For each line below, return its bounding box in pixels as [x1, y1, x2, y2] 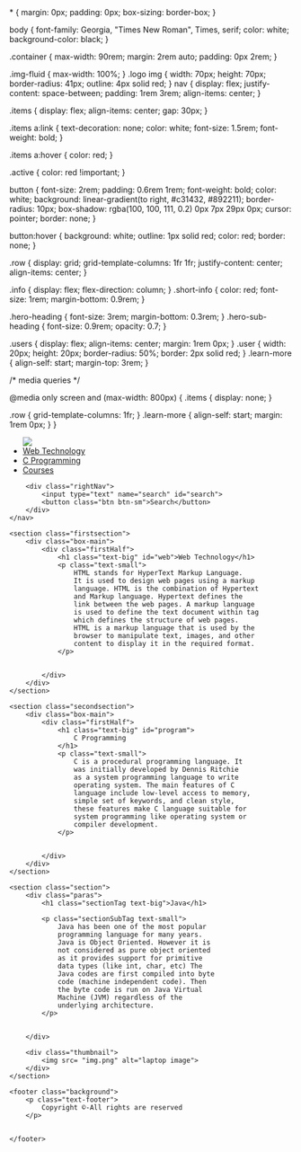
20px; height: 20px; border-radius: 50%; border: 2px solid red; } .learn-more [9, 348, 292, 359]
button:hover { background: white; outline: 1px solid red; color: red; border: [9, 231, 286, 241]
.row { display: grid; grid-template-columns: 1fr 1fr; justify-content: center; [9, 258, 283, 268]
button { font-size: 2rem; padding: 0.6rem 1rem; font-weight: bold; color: [9, 184, 277, 195]
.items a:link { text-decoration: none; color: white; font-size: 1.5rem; [9, 123, 259, 133]
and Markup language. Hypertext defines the [73, 592, 243, 601]
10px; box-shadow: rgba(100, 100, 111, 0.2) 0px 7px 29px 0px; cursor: [36, 204, 292, 214]
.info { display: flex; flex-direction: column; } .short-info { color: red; [9, 285, 259, 295]
